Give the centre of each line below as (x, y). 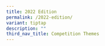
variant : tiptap (26, 23)
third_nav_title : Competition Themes (53, 34)
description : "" (26, 28)
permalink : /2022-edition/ (39, 17)
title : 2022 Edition (32, 12)
